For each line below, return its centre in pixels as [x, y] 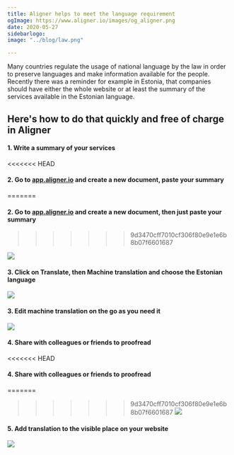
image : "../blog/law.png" [45, 40]
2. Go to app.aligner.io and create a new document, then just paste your [115, 212]
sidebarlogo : [27, 34]
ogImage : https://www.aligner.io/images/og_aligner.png [91, 21]
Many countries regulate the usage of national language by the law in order [117, 67]
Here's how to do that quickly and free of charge [116, 119]
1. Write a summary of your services [61, 148]
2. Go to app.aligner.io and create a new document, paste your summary [116, 180]
